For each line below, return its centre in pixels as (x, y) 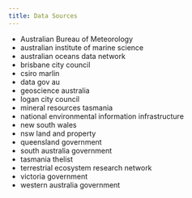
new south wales (48, 124)
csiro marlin (40, 73)
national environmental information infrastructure (102, 116)
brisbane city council (55, 65)
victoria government (53, 176)
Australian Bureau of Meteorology (77, 39)
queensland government (61, 141)
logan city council (50, 99)
